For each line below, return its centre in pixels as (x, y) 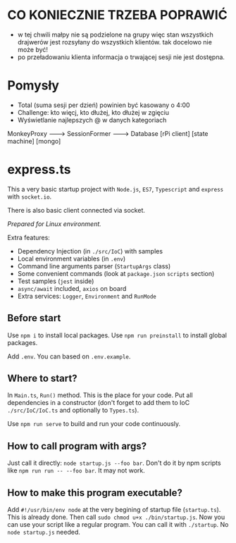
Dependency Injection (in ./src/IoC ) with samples (90, 251)
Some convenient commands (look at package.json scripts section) (116, 273)
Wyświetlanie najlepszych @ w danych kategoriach (92, 120)
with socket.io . (30, 196)
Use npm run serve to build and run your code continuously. (94, 424)
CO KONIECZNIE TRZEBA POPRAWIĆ (117, 15)
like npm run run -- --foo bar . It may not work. (76, 470)
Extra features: (29, 237)
